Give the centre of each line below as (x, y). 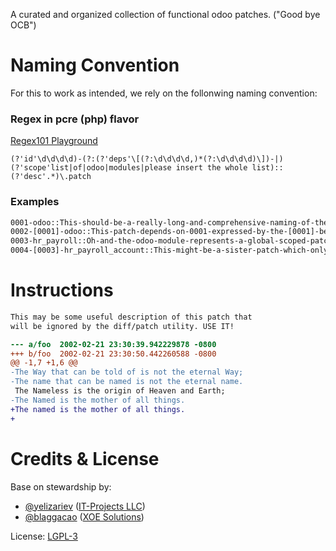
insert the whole (211, 168)
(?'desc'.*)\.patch (51, 177)
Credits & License (85, 458)
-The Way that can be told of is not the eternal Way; (127, 372)
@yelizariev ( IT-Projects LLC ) (85, 506)
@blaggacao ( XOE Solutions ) (84, 516)
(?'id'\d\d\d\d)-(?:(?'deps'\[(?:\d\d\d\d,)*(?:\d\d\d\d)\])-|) (147, 159)
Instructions (62, 290)
